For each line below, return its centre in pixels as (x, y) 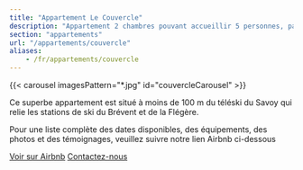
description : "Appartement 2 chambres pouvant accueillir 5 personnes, (147, 26)
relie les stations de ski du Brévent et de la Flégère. (104, 112)
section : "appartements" (56, 34)
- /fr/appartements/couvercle (83, 59)
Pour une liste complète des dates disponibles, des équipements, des (138, 130)
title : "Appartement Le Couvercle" (76, 18)
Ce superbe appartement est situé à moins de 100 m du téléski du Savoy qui (151, 103)
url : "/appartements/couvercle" (70, 43)
